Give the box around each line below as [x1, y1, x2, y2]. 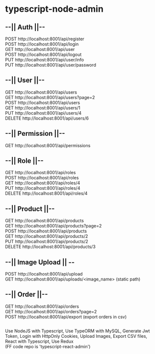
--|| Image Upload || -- [5, 258, 75, 266]
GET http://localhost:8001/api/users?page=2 [5, 94, 95, 100]
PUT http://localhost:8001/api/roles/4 [5, 185, 80, 191]
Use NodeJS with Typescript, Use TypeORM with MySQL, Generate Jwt [5, 328, 150, 334]
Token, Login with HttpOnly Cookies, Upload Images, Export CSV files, [5, 333, 148, 339]
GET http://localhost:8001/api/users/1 [5, 104, 80, 111]
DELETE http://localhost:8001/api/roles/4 [5, 190, 88, 197]
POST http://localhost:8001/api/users [5, 100, 80, 105]
